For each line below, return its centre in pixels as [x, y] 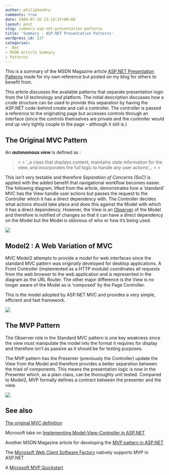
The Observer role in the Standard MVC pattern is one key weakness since [83, 338]
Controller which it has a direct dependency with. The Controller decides [81, 199]
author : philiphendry [28, 10]
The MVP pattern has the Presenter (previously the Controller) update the [81, 358]
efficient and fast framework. [35, 300]
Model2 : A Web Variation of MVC [59, 246]
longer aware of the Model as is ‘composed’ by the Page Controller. [75, 285]
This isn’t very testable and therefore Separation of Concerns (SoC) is [78, 177]
